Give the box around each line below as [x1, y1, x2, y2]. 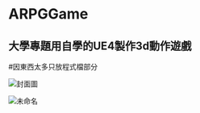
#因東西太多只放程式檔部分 [8, 62, 98, 71]
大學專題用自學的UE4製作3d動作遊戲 [8, 39, 192, 52]
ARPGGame [8, 5, 89, 23]
